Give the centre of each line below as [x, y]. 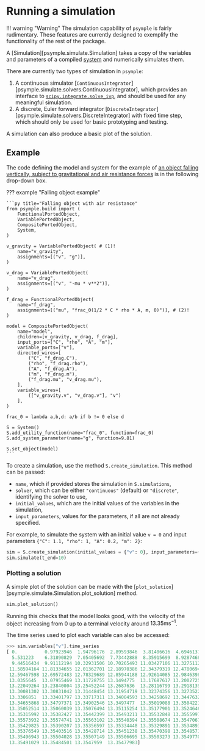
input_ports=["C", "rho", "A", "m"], [65, 342]
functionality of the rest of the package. [56, 41]
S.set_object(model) [33, 449]
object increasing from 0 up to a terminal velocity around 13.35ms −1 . [92, 623]
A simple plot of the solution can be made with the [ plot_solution [89, 586]
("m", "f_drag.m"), [53, 374]
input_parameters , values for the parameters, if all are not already [97, 516]
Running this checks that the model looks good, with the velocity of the [95, 616]
